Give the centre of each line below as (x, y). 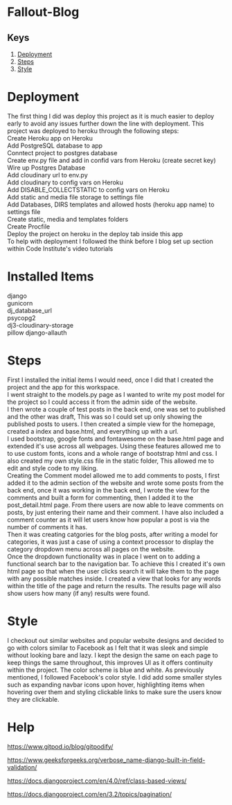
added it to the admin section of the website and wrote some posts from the (115, 483)
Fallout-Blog (43, 12)
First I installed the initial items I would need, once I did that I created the (110, 380)
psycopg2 (21, 318)
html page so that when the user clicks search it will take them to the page (113, 571)
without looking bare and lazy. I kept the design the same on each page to (113, 655)
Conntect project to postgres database (62, 152)
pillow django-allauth (37, 333)
